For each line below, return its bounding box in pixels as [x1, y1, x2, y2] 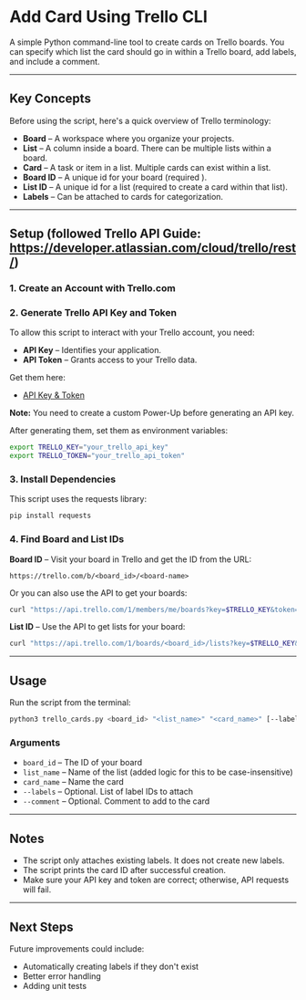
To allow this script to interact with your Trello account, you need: [9, 327, 255, 339]
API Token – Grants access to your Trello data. [22, 354, 198, 366]
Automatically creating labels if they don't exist [22, 961, 199, 972]
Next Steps [9, 919, 74, 934]
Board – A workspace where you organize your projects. [22, 132, 235, 143]
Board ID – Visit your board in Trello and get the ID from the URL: [9, 554, 252, 565]
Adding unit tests [22, 980, 87, 991]
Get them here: [9, 372, 66, 383]
